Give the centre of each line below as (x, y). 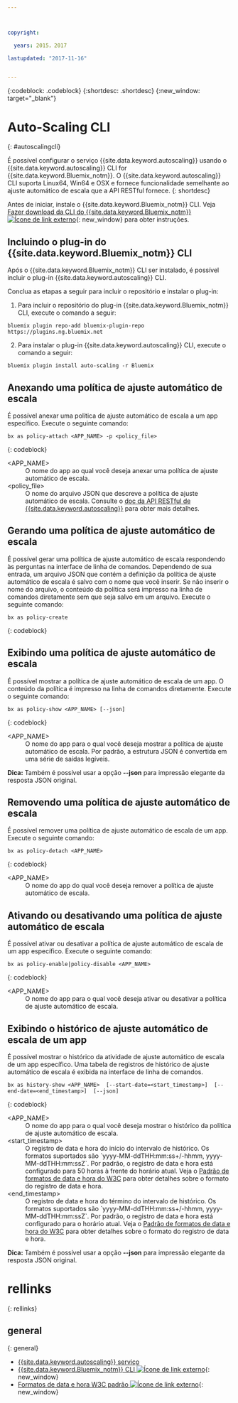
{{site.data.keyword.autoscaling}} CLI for (67, 168)
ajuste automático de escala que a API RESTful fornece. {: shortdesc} (109, 191)
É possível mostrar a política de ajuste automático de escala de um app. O (115, 681)
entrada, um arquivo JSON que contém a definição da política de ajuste (112, 574)
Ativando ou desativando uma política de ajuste (115, 915)
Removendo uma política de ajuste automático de (119, 802)
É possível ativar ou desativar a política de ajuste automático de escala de (115, 944)
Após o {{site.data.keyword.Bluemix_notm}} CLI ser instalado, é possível (113, 270)
